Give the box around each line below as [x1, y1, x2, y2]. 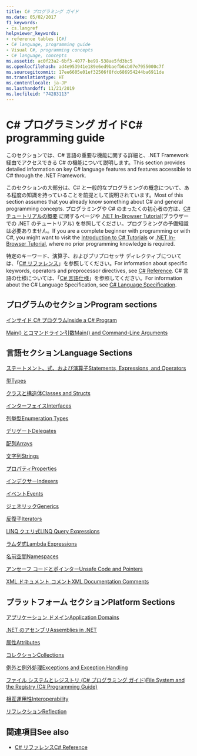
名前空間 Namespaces [6, 553, 59, 560]
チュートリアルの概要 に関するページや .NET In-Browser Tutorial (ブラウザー [6, 212, 189, 219]
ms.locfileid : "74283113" [6, 91, 69, 97]
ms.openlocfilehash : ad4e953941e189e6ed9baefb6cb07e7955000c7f [6, 63, 165, 70]
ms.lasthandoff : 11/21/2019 [6, 86, 75, 92]
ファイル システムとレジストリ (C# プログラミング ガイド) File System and [6, 677, 185, 684]
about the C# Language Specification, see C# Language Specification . [6, 281, 177, 288]
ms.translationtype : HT [6, 74, 65, 80]
